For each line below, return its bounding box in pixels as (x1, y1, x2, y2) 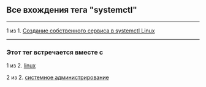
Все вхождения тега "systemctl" (6, 5, 137, 15)
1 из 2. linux (6, 62, 36, 69)
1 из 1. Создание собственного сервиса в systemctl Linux (6, 27, 155, 34)
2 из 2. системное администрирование (6, 74, 109, 81)
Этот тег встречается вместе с (6, 48, 103, 56)
